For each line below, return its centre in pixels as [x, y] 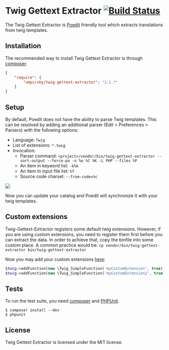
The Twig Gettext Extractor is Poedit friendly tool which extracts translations [84, 25]
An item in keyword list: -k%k [49, 165]
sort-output [32, 161]
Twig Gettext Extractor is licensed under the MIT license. [64, 342]
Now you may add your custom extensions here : [55, 259]
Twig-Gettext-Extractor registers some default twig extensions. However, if [83, 229]
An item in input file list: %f [47, 171]
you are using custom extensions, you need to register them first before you [84, 234]
